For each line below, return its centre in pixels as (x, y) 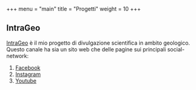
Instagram (28, 74)
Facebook (28, 67)
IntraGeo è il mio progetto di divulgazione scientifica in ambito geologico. (98, 43)
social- (176, 49)
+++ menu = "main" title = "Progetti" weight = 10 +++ (74, 9)
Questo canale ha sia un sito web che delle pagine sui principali (86, 49)
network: (18, 56)
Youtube (26, 81)
